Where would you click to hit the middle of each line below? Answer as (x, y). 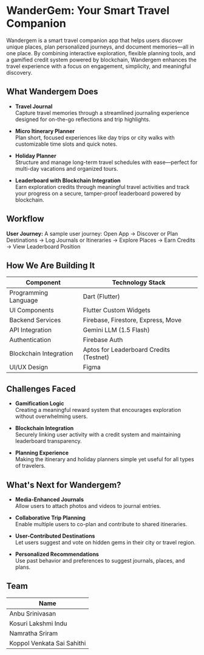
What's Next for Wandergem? (64, 485)
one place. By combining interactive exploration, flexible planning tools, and (101, 53)
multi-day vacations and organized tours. (66, 168)
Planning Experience (42, 453)
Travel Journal (34, 106)
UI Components (32, 310)
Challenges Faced (41, 389)
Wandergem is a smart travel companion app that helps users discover (95, 40)
